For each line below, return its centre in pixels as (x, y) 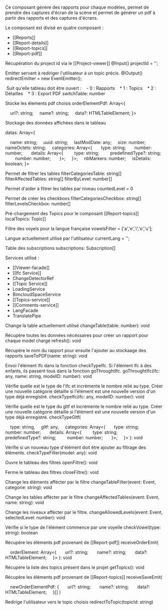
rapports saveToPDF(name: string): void (46, 356)
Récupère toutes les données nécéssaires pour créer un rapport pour (77, 335)
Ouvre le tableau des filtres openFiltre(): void (51, 462)
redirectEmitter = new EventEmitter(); (44, 78)
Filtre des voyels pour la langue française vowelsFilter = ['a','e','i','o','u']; (79, 228)
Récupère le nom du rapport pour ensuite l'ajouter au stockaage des (76, 350)
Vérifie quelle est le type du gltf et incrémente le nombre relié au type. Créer (84, 406)
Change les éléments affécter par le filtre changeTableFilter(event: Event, (81, 482)
